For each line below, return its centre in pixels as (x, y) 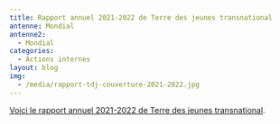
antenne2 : (28, 34)
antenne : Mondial (42, 26)
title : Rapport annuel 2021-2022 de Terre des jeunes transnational (141, 18)
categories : (32, 51)
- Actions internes (54, 59)
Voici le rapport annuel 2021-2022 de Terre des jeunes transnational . (137, 110)
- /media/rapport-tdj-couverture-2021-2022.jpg (109, 84)
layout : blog (34, 68)
